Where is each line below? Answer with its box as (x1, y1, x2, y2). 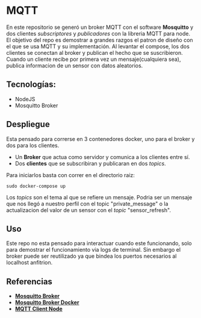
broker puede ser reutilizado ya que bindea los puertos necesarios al (6, 252, 177, 260)
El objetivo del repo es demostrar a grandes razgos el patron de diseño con (6, 36, 194, 43)
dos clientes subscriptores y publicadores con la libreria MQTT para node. (6, 30, 191, 37)
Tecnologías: (6, 79, 56, 90)
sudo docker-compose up (6, 183, 66, 189)
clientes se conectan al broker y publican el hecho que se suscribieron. (6, 49, 184, 56)
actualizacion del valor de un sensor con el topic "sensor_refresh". (6, 206, 172, 214)
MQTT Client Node (14, 305, 63, 313)
